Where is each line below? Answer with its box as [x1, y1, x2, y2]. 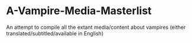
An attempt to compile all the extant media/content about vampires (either [6, 24, 186, 31]
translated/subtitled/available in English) [6, 29, 104, 37]
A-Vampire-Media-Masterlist [6, 4, 152, 18]
